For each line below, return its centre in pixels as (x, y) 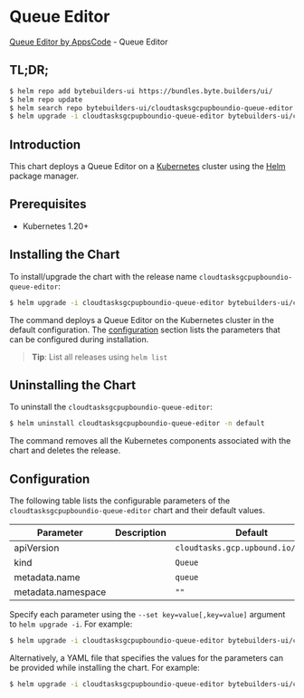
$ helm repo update (46, 100)
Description (141, 533)
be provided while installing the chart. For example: (105, 667)
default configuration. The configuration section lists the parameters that (145, 330)
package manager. (44, 176)
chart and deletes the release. (65, 451)
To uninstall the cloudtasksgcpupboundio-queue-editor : (111, 407)
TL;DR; (29, 70)
